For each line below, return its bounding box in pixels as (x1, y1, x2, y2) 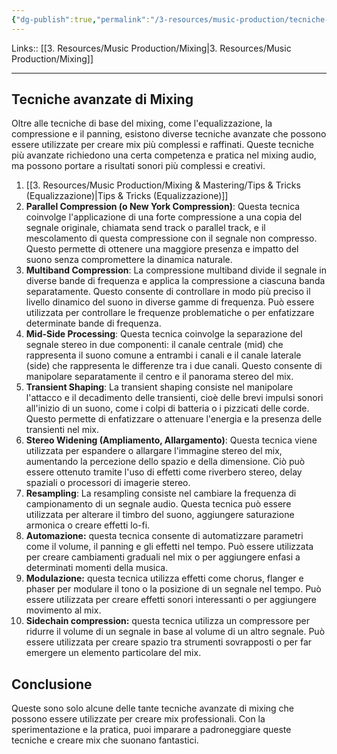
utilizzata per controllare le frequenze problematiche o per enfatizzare (25, 307, 315, 319)
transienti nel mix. (25, 424, 99, 436)
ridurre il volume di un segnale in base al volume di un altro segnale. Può (25, 626, 326, 638)
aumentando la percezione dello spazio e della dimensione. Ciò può (25, 456, 306, 468)
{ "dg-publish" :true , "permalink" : (11, 14, 151, 25)
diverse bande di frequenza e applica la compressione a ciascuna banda (25, 275, 326, 287)
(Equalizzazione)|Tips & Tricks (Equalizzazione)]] (25, 190, 229, 202)
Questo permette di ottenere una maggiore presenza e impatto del (25, 243, 299, 255)
